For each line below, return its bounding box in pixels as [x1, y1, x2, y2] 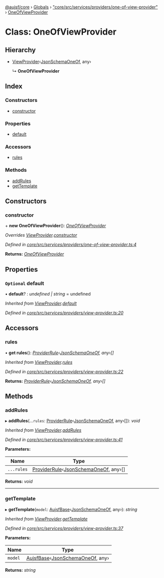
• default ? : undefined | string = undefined [5, 291, 91, 297]
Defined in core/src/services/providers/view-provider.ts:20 [5, 310, 123, 316]
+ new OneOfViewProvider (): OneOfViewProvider [5, 223, 106, 229]
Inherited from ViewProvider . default [5, 300, 77, 306]
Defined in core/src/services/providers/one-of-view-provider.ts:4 [5, 241, 137, 248]
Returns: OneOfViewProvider [5, 251, 64, 257]
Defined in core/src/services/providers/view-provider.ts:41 [5, 437, 123, 443]
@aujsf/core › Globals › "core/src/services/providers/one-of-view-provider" [5, 4, 158, 10]
